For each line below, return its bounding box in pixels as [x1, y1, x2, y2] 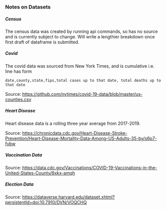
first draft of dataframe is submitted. [5, 39, 80, 45]
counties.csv [5, 96, 31, 102]
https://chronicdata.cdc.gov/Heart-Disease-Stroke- [22, 130, 128, 136]
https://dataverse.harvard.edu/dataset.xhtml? [22, 194, 115, 200]
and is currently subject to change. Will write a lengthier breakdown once [5, 33, 155, 39]
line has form [5, 68, 32, 74]
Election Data [5, 181, 34, 188]
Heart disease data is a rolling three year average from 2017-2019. [5, 120, 141, 126]
